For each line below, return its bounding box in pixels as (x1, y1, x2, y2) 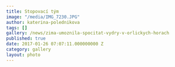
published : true (6, 36, 46, 41)
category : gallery (6, 47, 51, 52)
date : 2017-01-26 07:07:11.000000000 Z (6, 41, 104, 47)
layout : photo (6, 52, 41, 58)
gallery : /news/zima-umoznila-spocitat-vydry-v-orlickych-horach (6, 30, 169, 36)
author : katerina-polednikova (6, 19, 80, 25)
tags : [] (6, 24, 28, 31)
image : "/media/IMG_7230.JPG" (6, 14, 80, 20)
